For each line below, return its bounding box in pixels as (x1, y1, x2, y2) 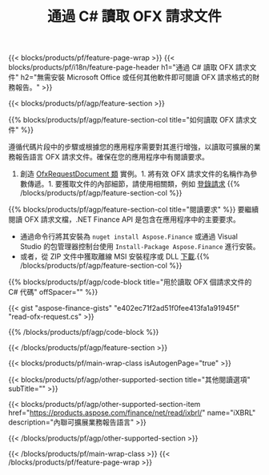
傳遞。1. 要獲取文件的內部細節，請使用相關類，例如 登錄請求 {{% (26, 179, 241, 189)
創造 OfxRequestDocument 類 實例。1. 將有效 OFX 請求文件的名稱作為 (19, 169, 251, 179)
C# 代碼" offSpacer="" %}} (8, 288, 98, 297)
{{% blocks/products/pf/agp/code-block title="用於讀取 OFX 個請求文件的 (8, 277, 252, 287)
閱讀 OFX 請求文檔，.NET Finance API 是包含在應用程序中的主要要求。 (8, 215, 240, 224)
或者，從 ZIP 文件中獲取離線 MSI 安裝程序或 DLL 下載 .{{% (19, 252, 210, 261)
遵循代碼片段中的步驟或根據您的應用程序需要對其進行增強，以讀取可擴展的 (8, 142, 254, 152)
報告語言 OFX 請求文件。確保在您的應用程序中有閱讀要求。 (14, 152, 210, 162)
